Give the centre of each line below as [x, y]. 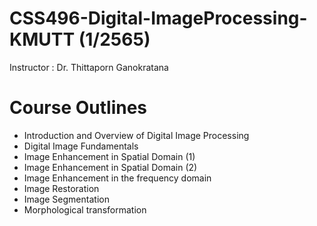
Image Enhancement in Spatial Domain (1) [109, 156]
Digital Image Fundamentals [81, 146]
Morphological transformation [85, 209]
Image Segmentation [66, 199]
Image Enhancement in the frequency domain [117, 178]
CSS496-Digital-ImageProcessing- [158, 18]
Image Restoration [61, 188]
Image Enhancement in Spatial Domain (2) [110, 167]
